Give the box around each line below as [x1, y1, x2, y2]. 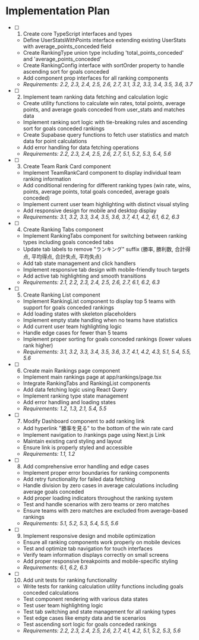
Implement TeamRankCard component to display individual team [23, 169, 181, 176]
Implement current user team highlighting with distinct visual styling [23, 200, 189, 207]
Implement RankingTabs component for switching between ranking [23, 232, 187, 239]
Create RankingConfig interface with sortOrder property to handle [23, 61, 185, 69]
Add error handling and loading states [23, 398, 116, 405]
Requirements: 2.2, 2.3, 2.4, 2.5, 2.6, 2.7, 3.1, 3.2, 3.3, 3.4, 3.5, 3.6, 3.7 [23, 80, 193, 87]
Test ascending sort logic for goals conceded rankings [23, 620, 157, 628]
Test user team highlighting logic [23, 601, 103, 609]
